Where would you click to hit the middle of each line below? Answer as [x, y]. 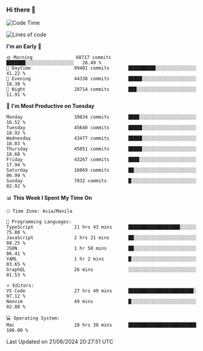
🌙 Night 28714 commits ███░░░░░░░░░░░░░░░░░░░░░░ [101, 90]
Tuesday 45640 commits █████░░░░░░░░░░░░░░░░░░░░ [101, 128]
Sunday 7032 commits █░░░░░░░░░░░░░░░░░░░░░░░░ [101, 181]
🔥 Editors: [20, 286]
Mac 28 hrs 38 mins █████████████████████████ [101, 325]
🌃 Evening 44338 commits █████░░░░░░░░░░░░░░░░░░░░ [101, 79]
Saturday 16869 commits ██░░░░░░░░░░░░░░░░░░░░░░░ [101, 170]
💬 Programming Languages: [39, 222]
